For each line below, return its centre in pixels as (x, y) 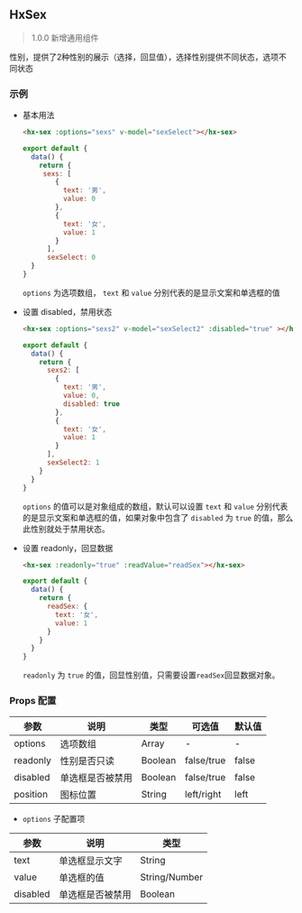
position (31, 794)
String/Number (171, 877)
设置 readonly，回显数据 (68, 548)
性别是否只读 (87, 761)
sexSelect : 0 (71, 258)
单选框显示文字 (90, 861)
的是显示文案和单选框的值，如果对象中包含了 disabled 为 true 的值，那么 (158, 517)
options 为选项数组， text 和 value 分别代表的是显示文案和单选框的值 (151, 292)
